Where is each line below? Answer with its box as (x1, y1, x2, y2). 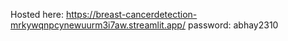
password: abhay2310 (187, 19, 279, 31)
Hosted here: (10, 9, 64, 20)
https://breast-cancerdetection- (65, 9, 198, 20)
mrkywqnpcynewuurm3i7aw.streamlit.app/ (10, 19, 186, 31)
